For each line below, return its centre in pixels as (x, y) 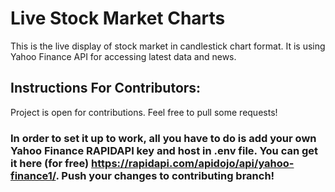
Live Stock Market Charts (118, 18)
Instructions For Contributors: (106, 88)
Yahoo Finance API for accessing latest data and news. (123, 56)
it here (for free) (50, 163)
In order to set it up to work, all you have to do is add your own (163, 138)
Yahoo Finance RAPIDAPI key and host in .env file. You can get (164, 150)
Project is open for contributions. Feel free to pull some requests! (144, 112)
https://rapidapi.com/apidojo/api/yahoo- (193, 163)
